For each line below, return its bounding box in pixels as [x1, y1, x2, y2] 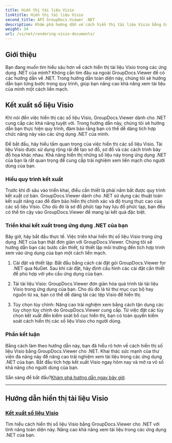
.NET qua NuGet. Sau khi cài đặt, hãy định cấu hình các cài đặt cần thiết [12, 265, 165, 271]
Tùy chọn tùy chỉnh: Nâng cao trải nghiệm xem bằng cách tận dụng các [12, 302, 164, 308]
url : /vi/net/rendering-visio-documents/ [5, 31, 95, 36]
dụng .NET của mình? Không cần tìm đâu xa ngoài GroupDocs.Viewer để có [5, 69, 165, 76]
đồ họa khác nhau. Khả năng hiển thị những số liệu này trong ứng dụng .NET [5, 152, 167, 158]
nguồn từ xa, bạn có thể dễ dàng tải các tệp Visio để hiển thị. [12, 291, 142, 298]
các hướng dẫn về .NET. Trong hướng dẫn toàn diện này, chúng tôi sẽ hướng [5, 75, 166, 81]
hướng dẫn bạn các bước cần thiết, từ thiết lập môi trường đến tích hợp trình [5, 245, 165, 251]
